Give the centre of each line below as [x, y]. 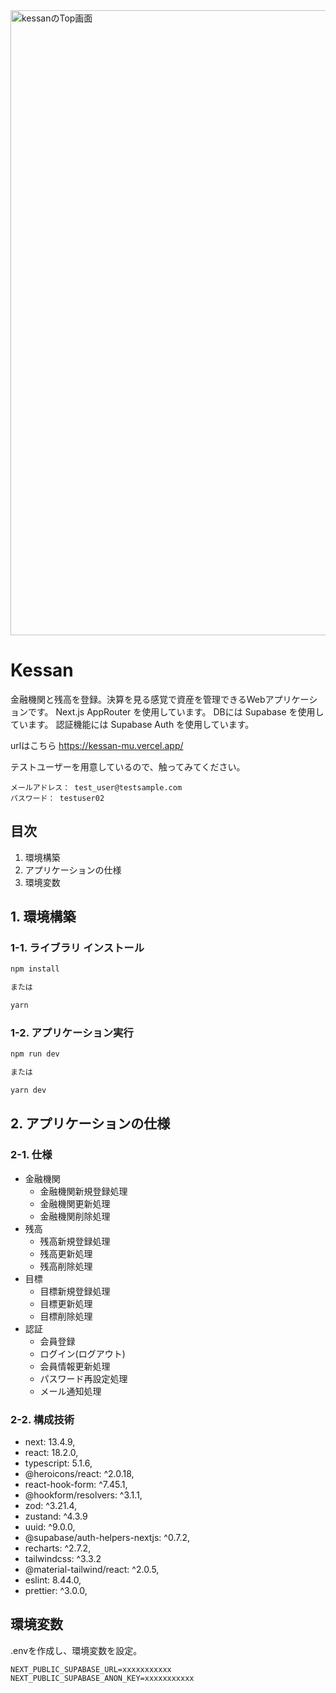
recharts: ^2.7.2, [58, 1548]
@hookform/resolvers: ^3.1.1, [83, 1495]
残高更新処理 [66, 1253]
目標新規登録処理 [75, 1291]
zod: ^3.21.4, [51, 1505]
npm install [35, 969]
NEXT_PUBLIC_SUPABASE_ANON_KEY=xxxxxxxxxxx [102, 1678]
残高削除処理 [66, 1266]
